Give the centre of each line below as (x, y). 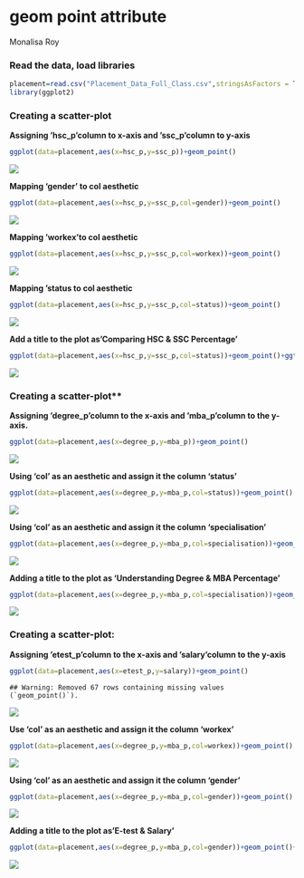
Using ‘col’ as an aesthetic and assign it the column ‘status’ (123, 476)
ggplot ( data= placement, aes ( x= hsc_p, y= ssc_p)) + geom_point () (123, 152)
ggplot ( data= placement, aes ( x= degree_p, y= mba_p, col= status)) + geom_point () (152, 492)
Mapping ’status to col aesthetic (71, 288)
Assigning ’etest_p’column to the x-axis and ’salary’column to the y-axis (148, 654)
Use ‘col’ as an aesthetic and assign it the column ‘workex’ (122, 729)
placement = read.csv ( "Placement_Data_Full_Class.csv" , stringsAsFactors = (149, 84)
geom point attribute (88, 17)
